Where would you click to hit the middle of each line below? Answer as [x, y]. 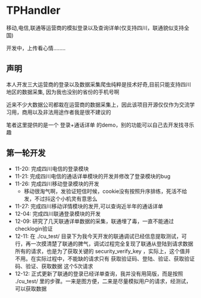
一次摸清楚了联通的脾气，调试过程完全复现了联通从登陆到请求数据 [112, 243]
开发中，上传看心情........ [36, 48]
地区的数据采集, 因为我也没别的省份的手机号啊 [63, 92]
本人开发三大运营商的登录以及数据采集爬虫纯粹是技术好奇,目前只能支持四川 [99, 84]
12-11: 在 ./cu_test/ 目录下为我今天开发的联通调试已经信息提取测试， [98, 236]
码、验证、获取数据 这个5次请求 [54, 266]
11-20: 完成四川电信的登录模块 [52, 168]
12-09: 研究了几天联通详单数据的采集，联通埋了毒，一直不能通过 [94, 221]
